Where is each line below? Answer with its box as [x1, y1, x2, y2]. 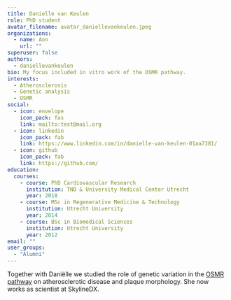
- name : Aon [13, 36, 49, 43]
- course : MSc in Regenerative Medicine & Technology [20, 199, 180, 206]
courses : [13, 173, 39, 180]
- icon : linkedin [13, 127, 64, 134]
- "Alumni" [13, 251, 45, 258]
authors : [7, 56, 33, 63]
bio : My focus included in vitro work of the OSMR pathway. [7, 69, 187, 76]
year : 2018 [25, 192, 58, 199]
